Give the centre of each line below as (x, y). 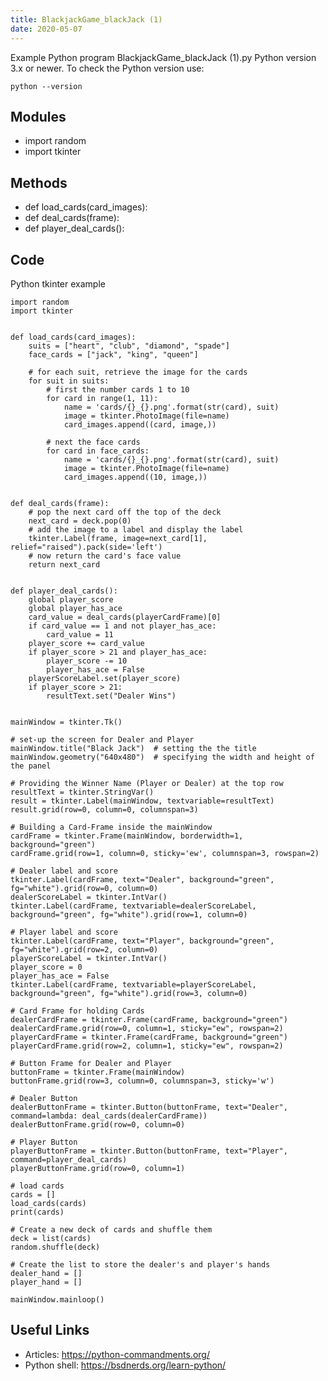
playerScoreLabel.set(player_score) (105, 678)
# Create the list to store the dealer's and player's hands (140, 1264)
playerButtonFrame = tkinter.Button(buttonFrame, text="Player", (149, 1151)
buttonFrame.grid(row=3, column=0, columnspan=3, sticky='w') (142, 1081)
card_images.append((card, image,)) (140, 424)
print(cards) (37, 1212)
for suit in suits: (69, 381)
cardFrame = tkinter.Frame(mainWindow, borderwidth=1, (127, 836)
